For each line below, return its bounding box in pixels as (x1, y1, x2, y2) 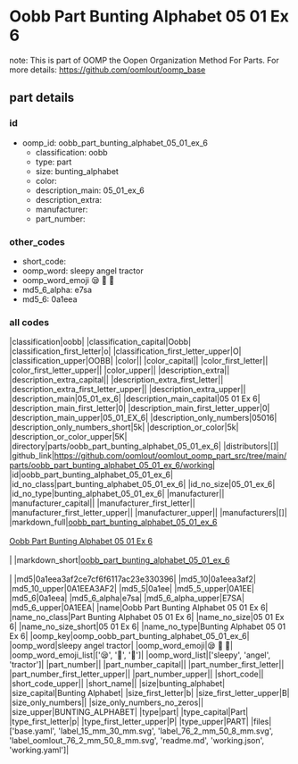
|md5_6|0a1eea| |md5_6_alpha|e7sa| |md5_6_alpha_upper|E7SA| (9, 592, 245, 604)
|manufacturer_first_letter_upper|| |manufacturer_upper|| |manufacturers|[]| (9, 508, 287, 518)
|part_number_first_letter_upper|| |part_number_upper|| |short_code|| (9, 668, 265, 680)
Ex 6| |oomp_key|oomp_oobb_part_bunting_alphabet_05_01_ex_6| (9, 631, 250, 642)
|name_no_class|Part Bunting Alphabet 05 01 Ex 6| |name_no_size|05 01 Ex (9, 612, 285, 623)
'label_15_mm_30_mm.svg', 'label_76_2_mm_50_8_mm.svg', (57, 726, 274, 736)
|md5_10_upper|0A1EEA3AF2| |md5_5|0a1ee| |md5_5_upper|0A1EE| (9, 583, 255, 594)
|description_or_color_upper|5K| (9, 432, 128, 442)
